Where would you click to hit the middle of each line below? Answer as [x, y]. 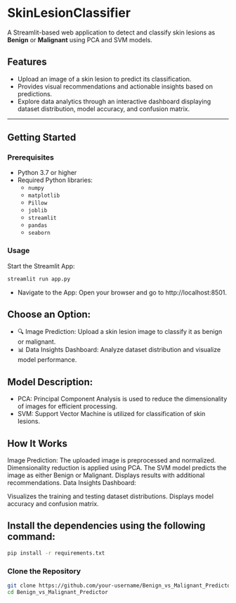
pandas [38, 226]
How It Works [38, 443]
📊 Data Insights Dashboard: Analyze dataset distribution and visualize [119, 350]
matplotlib [44, 196]
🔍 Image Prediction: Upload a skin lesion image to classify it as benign [120, 332]
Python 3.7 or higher [47, 173]
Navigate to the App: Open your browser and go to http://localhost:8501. [122, 292]
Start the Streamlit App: [41, 266]
